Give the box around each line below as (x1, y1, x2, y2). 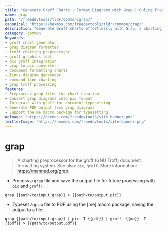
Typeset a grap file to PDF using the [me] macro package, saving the (12, 201, 154, 207)
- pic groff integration (5, 59, 57, 64)
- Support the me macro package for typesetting (5, 110, 108, 115)
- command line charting (5, 77, 57, 82)
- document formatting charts (5, 68, 68, 73)
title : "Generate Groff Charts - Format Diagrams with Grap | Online (5, 7, 153, 13)
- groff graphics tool (5, 54, 52, 59)
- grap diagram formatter (5, 45, 59, 50)
